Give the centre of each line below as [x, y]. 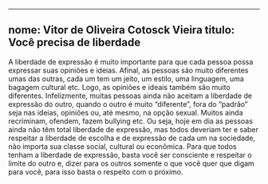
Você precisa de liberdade [75, 43]
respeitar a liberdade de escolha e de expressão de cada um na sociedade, [132, 138]
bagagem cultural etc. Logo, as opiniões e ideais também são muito [120, 87]
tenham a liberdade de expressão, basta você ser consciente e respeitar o [130, 155]
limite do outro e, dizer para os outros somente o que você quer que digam [132, 163]
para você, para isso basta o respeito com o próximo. [96, 171]
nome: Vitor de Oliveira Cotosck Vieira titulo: [122, 30]
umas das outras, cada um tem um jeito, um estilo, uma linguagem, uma [126, 78]
